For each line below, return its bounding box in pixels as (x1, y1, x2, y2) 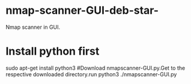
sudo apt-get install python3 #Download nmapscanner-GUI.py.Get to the (5, 64, 186, 71)
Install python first (5, 44, 100, 58)
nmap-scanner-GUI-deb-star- (5, 4, 159, 17)
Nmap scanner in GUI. (5, 23, 61, 31)
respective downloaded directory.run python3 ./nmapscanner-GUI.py (5, 70, 177, 78)
